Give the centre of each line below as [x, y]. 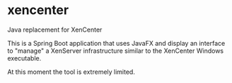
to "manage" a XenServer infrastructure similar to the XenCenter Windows [116, 51]
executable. [24, 58]
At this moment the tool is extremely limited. [71, 72]
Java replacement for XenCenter [55, 30]
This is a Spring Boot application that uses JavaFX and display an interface [116, 43]
